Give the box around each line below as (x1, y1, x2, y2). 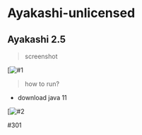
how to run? (24, 80, 60, 88)
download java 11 (17, 94, 67, 102)
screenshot (24, 52, 58, 60)
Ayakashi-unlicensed (7, 5, 136, 21)
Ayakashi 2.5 (7, 33, 66, 45)
